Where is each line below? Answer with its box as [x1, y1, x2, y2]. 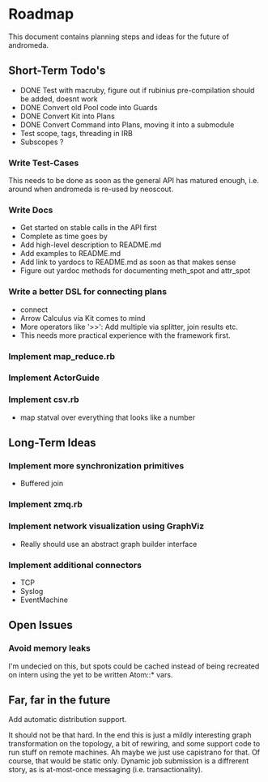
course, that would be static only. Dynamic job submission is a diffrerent [8, 756, 249, 766]
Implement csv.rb [8, 394, 79, 405]
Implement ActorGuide [8, 372, 100, 383]
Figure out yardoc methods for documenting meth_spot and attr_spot [19, 266, 251, 276]
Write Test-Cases [8, 157, 79, 169]
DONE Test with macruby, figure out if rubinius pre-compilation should [19, 85, 255, 95]
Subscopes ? [19, 137, 64, 147]
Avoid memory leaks [8, 643, 91, 654]
